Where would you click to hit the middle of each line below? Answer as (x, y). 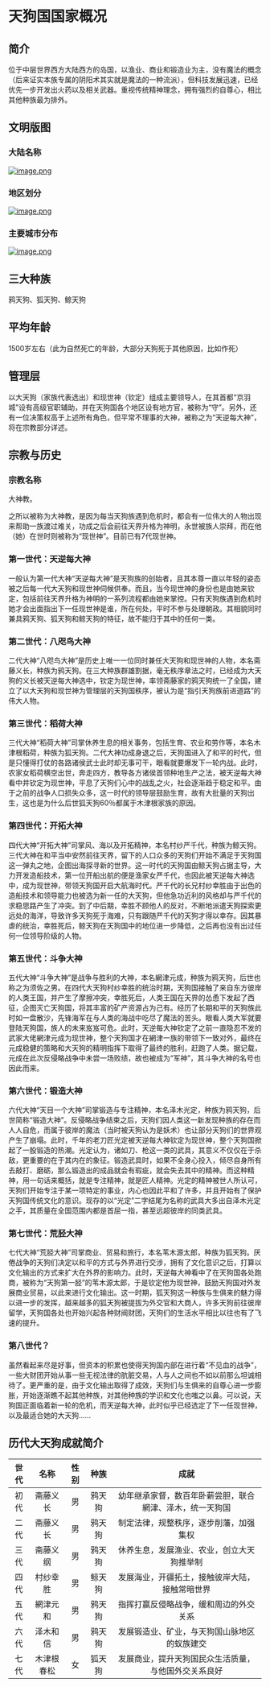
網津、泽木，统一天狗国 (186, 1507)
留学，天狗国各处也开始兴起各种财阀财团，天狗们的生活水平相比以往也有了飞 (135, 1313)
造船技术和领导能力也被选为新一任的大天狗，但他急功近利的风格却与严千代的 (135, 895)
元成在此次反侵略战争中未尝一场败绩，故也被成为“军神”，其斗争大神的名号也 (135, 1058)
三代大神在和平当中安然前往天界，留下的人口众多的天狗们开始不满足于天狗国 (135, 855)
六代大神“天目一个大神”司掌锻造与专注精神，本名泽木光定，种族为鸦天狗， (131, 1110)
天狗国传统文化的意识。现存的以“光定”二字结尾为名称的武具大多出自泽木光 (131, 1201)
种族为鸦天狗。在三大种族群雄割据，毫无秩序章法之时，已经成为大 (145, 670)
